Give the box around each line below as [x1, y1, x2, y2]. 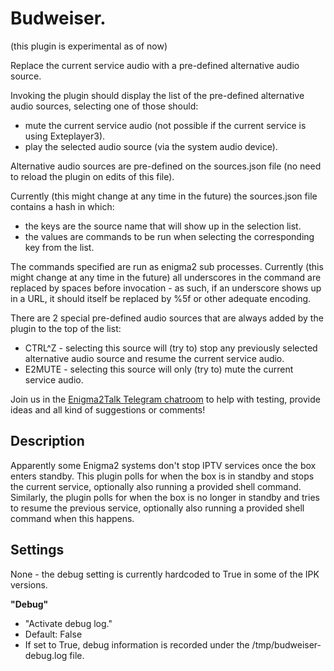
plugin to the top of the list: [10, 322, 122, 334]
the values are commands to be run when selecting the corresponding [24, 230, 315, 242]
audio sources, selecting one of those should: [10, 100, 199, 112]
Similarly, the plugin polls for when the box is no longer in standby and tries [10, 491, 320, 503]
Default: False [24, 628, 83, 640]
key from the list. [24, 241, 95, 253]
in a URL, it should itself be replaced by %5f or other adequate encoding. [10, 292, 312, 304]
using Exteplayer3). [24, 130, 106, 142]
